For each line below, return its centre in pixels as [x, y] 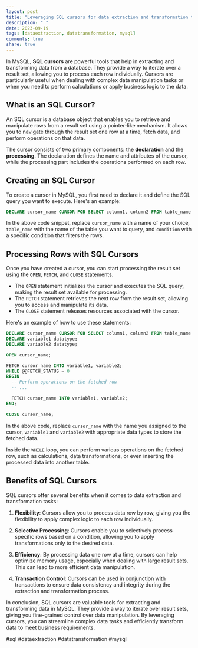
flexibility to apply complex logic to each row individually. [84, 519]
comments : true [25, 39]
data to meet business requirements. [51, 627]
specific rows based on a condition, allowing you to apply [84, 536]
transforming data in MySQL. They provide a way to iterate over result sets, [97, 608]
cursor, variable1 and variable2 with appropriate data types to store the [94, 432]
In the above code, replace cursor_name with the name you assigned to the [96, 426]
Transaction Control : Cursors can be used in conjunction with [90, 578]
